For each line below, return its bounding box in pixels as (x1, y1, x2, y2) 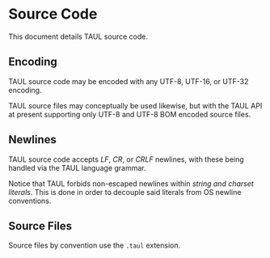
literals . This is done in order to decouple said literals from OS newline (8, 187, 242, 197)
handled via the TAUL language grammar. (8, 163, 147, 172)
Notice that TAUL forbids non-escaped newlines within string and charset (8, 179, 255, 188)
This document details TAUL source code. (8, 32, 148, 41)
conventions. (8, 196, 52, 205)
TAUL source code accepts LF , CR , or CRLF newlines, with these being (8, 154, 244, 164)
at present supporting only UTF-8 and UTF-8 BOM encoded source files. (8, 109, 251, 119)
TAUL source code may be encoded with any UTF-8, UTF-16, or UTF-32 (8, 76, 249, 86)
